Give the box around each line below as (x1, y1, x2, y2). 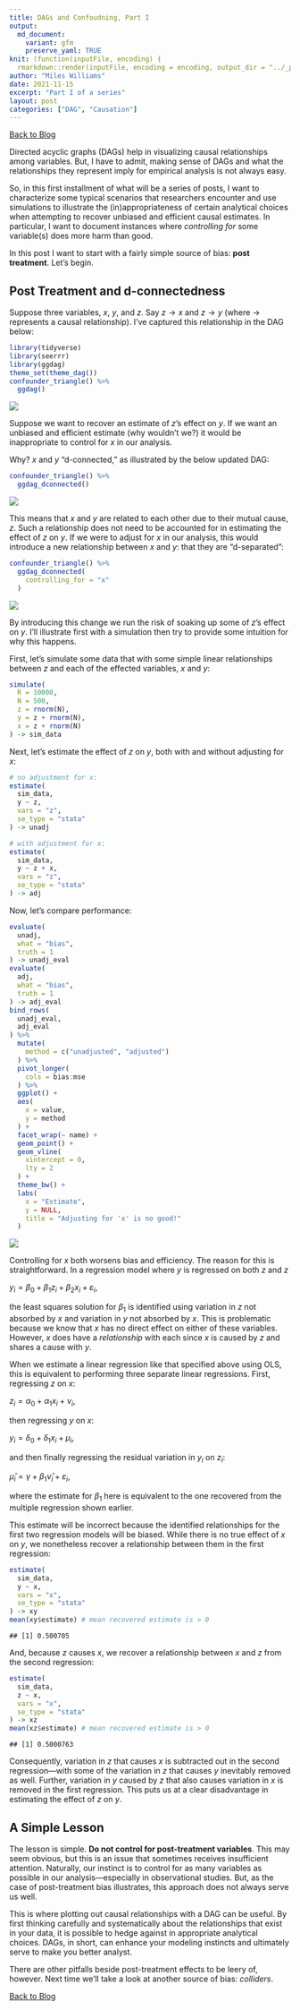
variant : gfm (25, 38, 74, 47)
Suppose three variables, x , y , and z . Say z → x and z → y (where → (9, 307, 261, 318)
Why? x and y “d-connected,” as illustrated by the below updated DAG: (9, 454, 270, 466)
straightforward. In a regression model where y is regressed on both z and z (9, 1264, 288, 1276)
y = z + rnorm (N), (17, 714, 87, 723)
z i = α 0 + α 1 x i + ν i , (9, 1395, 76, 1408)
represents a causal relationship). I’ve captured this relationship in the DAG (9, 317, 284, 328)
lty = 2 (25, 1164, 54, 1173)
